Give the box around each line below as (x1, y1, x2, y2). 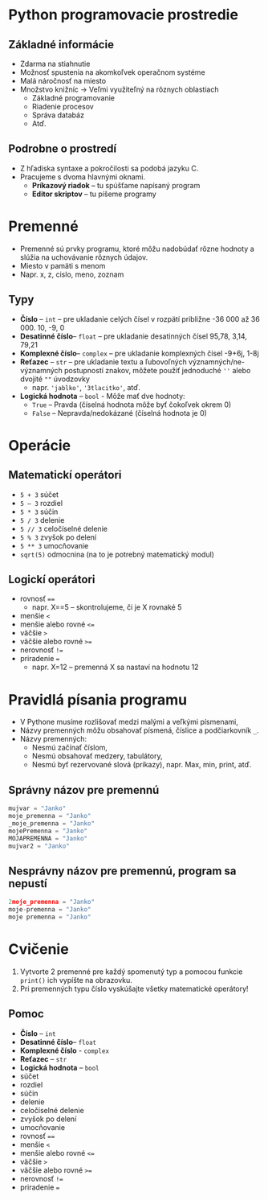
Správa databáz (31, 110, 84, 120)
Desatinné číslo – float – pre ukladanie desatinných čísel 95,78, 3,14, (19, 331, 247, 341)
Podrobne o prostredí (8, 142, 117, 156)
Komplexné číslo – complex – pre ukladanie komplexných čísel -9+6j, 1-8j (19, 348, 259, 358)
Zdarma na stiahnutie (19, 59, 91, 68)
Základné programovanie (31, 93, 115, 102)
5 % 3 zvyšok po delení (19, 532, 97, 542)
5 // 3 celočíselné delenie (19, 524, 108, 533)
